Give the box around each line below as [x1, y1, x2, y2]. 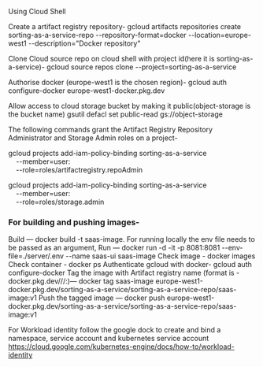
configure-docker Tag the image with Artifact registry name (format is [8, 268, 235, 278]
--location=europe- [187, 31, 252, 39]
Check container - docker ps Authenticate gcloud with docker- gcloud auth [8, 260, 252, 269]
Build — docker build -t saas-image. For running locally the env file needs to [8, 235, 256, 244]
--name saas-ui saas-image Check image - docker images [65, 251, 256, 261]
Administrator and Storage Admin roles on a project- [8, 133, 179, 143]
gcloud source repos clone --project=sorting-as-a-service [46, 62, 237, 72]
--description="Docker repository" [28, 39, 141, 48]
